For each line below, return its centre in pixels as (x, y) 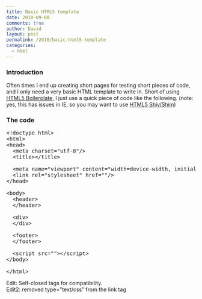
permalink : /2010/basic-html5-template (56, 40)
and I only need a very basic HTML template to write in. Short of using (93, 92)
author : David (24, 29)
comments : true (25, 23)
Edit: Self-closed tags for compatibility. (54, 283)
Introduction (25, 72)
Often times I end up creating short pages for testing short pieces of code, (98, 86)
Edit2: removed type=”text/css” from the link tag (66, 289)
